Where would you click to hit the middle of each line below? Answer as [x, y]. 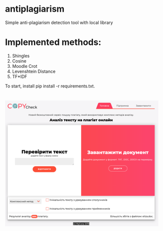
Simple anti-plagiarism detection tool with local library [59, 22]
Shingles [21, 56]
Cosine [19, 61]
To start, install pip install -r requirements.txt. [50, 86]
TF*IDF [20, 76]
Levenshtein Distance [34, 71]
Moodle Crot [25, 66]
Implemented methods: [53, 42]
